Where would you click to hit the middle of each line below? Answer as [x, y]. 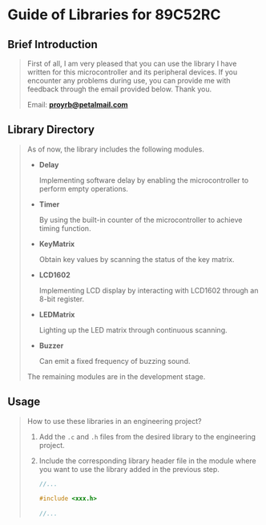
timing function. [65, 228]
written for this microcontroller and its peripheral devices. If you [132, 72]
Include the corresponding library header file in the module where [148, 460]
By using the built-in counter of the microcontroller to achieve [141, 220]
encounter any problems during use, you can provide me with [129, 81]
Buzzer [51, 345]
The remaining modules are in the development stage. [116, 376]
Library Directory [51, 130]
